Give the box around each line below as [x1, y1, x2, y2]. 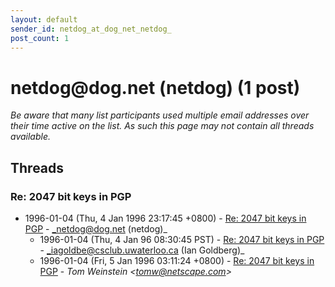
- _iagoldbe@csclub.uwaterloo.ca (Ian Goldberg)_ [39, 244, 245, 256]
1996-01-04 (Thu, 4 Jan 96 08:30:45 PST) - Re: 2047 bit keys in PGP [39, 234, 325, 245]
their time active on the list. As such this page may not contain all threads [10, 120, 315, 132]
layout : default [10, 14, 78, 25]
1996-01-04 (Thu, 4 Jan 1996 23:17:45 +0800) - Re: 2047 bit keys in [24, 212, 307, 224]
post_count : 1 [10, 33, 70, 43]
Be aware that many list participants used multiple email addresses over [10, 109, 310, 121]
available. [10, 131, 52, 143]
